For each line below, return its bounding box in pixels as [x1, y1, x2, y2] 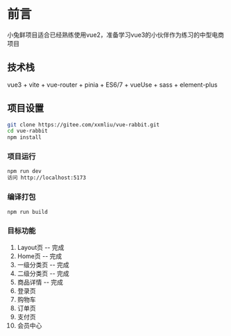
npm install [7, 134, 42, 141]
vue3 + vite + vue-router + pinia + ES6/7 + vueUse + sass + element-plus [7, 81, 218, 89]
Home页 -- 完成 [17, 251, 62, 260]
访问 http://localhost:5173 [7, 174, 87, 181]
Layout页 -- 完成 [17, 243, 65, 251]
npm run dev [7, 168, 42, 175]
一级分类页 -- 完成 [17, 260, 69, 269]
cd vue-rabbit [7, 128, 49, 135]
